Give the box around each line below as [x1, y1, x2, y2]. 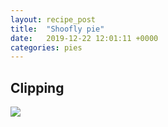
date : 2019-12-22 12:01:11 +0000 [10, 33, 159, 43]
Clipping [10, 79, 65, 96]
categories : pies [10, 42, 83, 53]
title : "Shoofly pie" [10, 24, 105, 34]
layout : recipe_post [10, 14, 97, 25]
